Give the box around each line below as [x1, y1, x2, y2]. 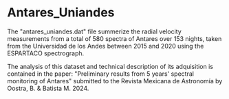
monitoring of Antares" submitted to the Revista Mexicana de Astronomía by [7, 76, 223, 85]
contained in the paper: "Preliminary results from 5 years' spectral [7, 70, 195, 78]
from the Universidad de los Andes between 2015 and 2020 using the [7, 42, 204, 50]
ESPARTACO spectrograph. [7, 49, 85, 57]
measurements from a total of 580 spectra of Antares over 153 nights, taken [7, 34, 222, 42]
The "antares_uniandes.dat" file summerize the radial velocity [7, 27, 182, 36]
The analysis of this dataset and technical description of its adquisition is [7, 62, 214, 70]
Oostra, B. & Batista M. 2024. [7, 84, 89, 92]
